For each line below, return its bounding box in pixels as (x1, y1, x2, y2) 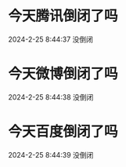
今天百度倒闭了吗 (8, 123, 119, 141)
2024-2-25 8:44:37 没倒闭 (8, 34, 94, 44)
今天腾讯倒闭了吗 (8, 7, 119, 25)
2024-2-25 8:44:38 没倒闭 (8, 92, 94, 102)
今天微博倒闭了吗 (8, 65, 119, 83)
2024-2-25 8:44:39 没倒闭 (8, 150, 94, 159)
